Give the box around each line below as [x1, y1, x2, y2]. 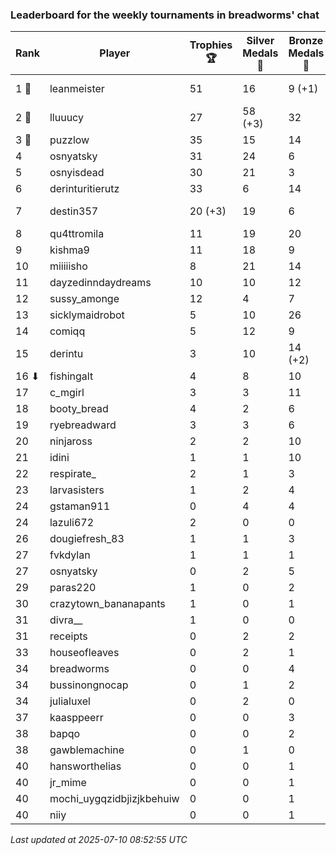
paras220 [49, 581, 97, 595]
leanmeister [49, 82, 105, 96]
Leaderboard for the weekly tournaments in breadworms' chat [10, 8, 320, 22]
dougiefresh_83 [49, 532, 125, 546]
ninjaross [49, 434, 93, 448]
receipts [49, 629, 88, 643]
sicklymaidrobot [49, 308, 125, 322]
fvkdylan [49, 548, 91, 562]
